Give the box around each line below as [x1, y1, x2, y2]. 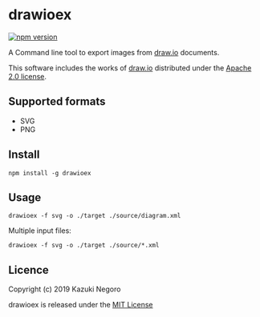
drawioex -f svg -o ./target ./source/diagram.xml [8, 212, 181, 220]
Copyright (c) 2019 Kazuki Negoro [8, 284, 121, 294]
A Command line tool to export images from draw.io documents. [8, 47, 220, 57]
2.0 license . [8, 71, 47, 81]
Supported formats [8, 94, 106, 109]
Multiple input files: [8, 226, 72, 235]
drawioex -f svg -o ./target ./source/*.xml [8, 242, 160, 250]
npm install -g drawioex [8, 169, 91, 177]
